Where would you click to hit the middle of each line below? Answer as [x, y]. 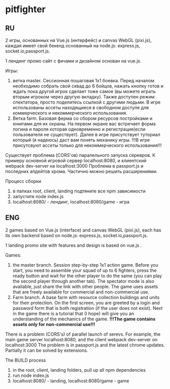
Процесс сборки [23, 181]
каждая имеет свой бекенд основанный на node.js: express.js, [73, 46]
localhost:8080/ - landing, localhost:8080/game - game [71, 381]
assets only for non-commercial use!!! [54, 324]
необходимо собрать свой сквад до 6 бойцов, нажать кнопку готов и [88, 86]
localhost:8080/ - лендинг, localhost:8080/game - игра [71, 202]
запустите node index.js [38, 196]
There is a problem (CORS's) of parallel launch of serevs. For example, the [83, 334]
